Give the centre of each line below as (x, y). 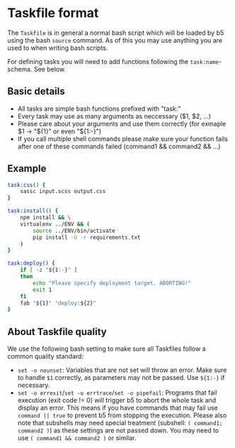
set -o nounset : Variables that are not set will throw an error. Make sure (122, 370)
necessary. (34, 386)
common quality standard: (45, 356)
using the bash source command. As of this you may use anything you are (115, 40)
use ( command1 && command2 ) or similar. (77, 438)
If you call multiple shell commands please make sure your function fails (123, 138)
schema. (20, 69)
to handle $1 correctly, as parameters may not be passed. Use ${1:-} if (121, 378)
